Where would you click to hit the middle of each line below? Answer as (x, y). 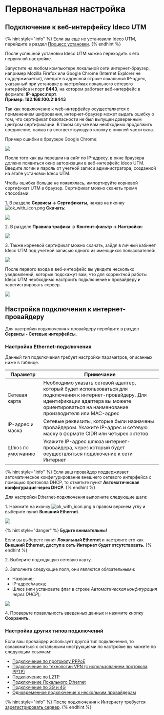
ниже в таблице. (22, 363)
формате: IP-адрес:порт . (31, 94)
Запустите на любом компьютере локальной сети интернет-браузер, (78, 68)
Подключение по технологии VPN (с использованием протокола (80, 667)
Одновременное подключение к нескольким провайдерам (74, 692)
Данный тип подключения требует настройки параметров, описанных (79, 357)
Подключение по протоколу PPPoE (49, 661)
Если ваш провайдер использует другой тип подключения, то (70, 642)
